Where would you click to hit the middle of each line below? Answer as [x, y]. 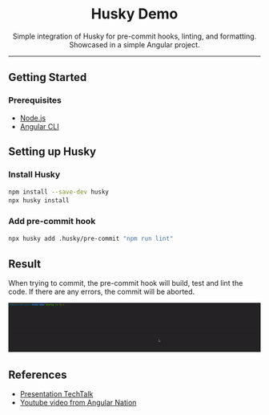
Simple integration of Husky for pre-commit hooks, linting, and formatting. [134, 36]
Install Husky [34, 174]
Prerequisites [35, 100]
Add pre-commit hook [52, 221]
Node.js [33, 118]
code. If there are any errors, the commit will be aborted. [102, 292]
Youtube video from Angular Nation [78, 403]
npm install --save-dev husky [59, 192]
